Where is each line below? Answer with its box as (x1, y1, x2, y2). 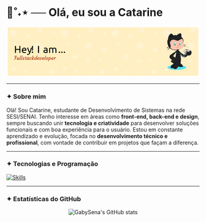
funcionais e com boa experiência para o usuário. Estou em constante (6, 125, 183, 133)
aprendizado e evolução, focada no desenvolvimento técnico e (6, 132, 168, 139)
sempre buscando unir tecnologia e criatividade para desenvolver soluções (6, 119, 199, 127)
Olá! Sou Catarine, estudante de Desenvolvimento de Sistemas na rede (6, 106, 186, 114)
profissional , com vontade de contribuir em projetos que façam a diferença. (6, 139, 199, 146)
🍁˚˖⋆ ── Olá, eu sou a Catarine (6, 6, 163, 20)
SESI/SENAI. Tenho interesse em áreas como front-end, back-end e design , (6, 113, 200, 120)
